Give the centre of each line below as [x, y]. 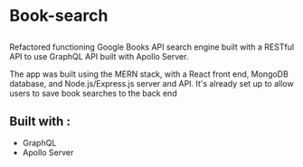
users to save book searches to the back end [94, 93]
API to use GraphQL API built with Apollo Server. [99, 56]
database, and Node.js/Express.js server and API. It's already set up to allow [151, 83]
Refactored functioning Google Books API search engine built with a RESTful [152, 47]
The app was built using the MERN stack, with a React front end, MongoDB [149, 74]
